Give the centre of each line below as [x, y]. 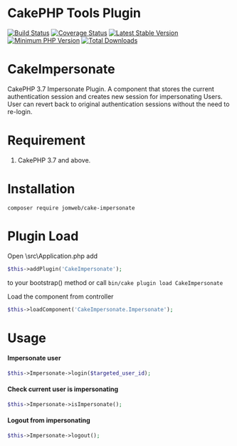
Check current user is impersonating [63, 389]
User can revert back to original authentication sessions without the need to [118, 104]
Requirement [46, 141]
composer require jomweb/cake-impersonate [71, 208]
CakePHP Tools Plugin [74, 13]
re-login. [20, 111]
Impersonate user [35, 358]
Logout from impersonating [49, 420]
